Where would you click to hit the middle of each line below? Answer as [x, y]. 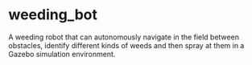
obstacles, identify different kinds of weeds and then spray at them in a [126, 45]
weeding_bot [53, 15]
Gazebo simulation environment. [62, 54]
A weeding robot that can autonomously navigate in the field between [124, 37]
